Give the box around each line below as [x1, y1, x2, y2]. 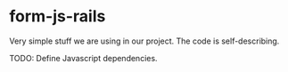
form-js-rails [9, 6, 106, 27]
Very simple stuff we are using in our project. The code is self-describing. [9, 36, 280, 46]
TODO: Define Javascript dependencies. [9, 52, 158, 63]
